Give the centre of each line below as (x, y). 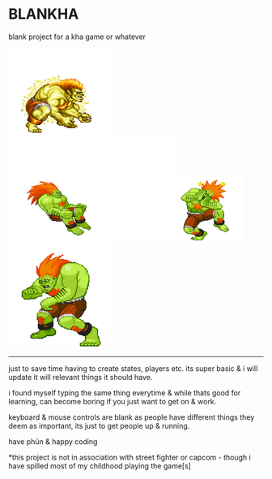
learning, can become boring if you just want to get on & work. (113, 401)
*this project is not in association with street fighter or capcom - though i (130, 457)
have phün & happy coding (53, 441)
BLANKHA (44, 14)
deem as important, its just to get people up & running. (99, 425)
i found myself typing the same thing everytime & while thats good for (125, 393)
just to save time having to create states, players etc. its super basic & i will (133, 368)
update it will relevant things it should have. (81, 377)
